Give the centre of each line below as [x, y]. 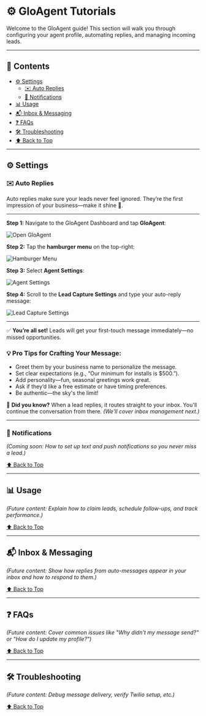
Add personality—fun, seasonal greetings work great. [83, 379]
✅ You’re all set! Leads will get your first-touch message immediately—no [100, 330]
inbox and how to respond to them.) [51, 577]
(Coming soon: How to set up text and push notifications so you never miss [101, 446]
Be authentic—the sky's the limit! [57, 393]
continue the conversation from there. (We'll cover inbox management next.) [103, 411]
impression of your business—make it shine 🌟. [65, 205]
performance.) [25, 515]
